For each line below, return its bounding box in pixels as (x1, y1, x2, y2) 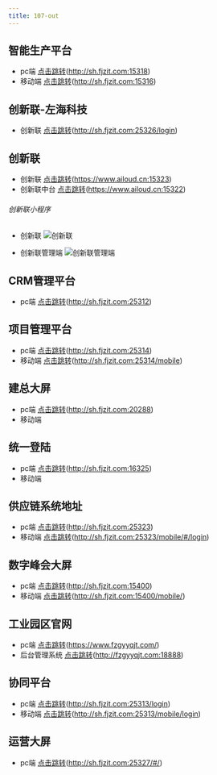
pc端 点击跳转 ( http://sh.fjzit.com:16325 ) (19, 463, 153, 473)
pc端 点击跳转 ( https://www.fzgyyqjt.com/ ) (19, 640, 160, 649)
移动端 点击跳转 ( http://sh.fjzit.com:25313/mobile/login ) (19, 709, 201, 719)
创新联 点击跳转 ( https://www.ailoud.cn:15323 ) (19, 174, 172, 184)
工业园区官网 (8, 617, 72, 631)
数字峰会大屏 (8, 558, 72, 572)
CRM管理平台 (8, 273, 76, 287)
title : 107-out (8, 11, 59, 20)
